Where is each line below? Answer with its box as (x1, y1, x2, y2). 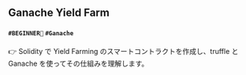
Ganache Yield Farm (8, 6, 110, 20)
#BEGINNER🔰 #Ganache (8, 29, 74, 37)
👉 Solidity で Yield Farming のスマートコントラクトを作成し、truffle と (8, 46, 239, 55)
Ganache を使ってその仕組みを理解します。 (8, 59, 149, 68)
